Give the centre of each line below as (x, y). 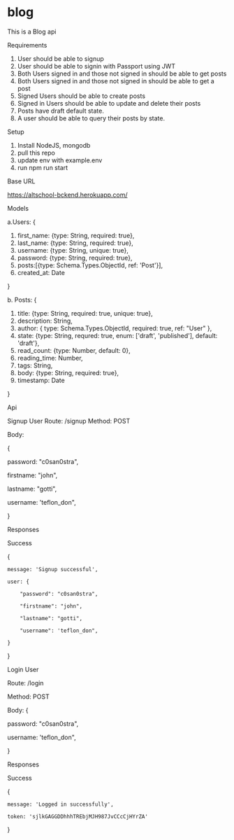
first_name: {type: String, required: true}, (76, 235)
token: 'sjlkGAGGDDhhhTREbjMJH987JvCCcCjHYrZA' (78, 816)
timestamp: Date (41, 380)
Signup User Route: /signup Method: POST (69, 421)
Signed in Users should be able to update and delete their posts (109, 103)
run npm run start (43, 167)
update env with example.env (60, 160)
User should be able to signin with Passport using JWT (96, 66)
